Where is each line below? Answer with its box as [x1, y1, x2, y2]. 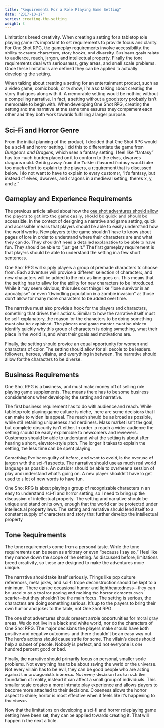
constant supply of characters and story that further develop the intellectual [5, 511, 158, 517]
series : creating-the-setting [5, 16, 67, 21]
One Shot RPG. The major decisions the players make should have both [5, 625, 149, 631]
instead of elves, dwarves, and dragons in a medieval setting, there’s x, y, [5, 175, 153, 182]
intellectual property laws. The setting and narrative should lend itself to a [5, 506, 154, 512]
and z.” [5, 181, 20, 187]
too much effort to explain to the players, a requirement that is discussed [5, 165, 152, 171]
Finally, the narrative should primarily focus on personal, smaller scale [5, 656, 146, 662]
